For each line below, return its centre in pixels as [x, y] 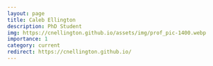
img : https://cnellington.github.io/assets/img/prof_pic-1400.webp [107, 33]
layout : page [26, 13]
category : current [34, 45]
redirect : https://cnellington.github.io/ [69, 52]
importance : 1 [28, 39]
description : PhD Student [44, 26]
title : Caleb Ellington [42, 20]
